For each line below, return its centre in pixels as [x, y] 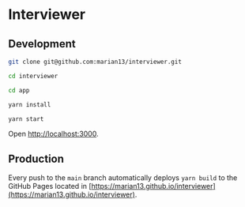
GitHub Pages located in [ [50, 186]
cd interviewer [33, 76]
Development [42, 44]
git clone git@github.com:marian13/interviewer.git [95, 62]
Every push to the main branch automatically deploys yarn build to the [123, 178]
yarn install [30, 104]
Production [36, 158]
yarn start [26, 119]
